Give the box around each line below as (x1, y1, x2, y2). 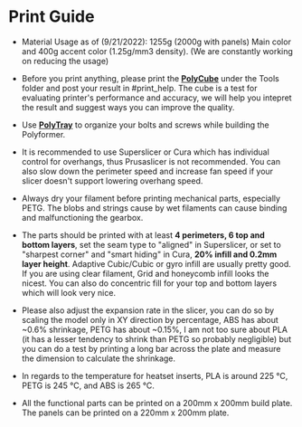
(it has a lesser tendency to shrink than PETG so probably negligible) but (21, 333, 291, 345)
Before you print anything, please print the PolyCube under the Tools (21, 72, 279, 83)
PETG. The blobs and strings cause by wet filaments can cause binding (21, 202, 288, 213)
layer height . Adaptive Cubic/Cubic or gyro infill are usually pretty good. (21, 258, 291, 269)
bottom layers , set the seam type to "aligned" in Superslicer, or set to (21, 239, 281, 250)
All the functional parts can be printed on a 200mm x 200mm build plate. (21, 397, 293, 408)
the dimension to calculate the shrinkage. (21, 353, 176, 364)
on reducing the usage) (21, 55, 109, 66)
